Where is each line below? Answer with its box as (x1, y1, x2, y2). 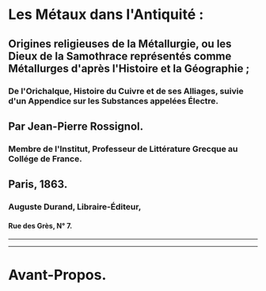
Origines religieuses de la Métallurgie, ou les (8, 37, 232, 51)
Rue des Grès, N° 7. (8, 221, 73, 230)
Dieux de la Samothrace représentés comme (8, 49, 232, 62)
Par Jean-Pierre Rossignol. (8, 119, 144, 133)
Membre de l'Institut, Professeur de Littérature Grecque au (8, 143, 238, 154)
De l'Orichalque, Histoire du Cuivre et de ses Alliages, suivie (8, 85, 244, 96)
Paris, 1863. (8, 178, 68, 191)
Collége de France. (8, 153, 82, 164)
